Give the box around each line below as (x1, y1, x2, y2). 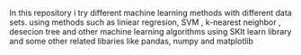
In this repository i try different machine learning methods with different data (9, 8, 292, 18)
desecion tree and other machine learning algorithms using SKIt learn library (9, 27, 292, 36)
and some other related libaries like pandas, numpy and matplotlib (9, 35, 254, 46)
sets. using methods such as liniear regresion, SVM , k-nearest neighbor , (9, 17, 281, 27)
